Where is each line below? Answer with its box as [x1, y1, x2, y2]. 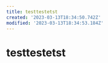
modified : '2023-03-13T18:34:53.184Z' [6, 20, 104, 26]
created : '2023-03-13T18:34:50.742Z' [6, 14, 101, 20]
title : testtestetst [6, 8, 59, 15]
